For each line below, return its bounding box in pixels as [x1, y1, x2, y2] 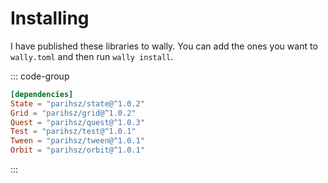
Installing [10, 7, 90, 30]
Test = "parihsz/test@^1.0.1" [10, 127, 137, 137]
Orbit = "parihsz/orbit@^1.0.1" [10, 145, 145, 156]
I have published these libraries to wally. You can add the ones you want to [10, 40, 318, 52]
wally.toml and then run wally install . [10, 50, 174, 62]
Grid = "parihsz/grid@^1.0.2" [10, 108, 137, 118]
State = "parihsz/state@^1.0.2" [10, 98, 145, 109]
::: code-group [10, 70, 70, 82]
